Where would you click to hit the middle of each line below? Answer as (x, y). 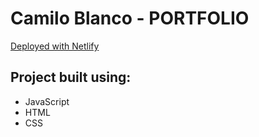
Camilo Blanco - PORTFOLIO (130, 18)
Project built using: (71, 77)
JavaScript (47, 101)
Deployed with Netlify (55, 46)
